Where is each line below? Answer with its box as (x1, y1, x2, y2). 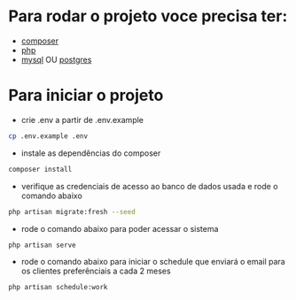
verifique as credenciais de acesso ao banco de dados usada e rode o (20, 181, 278, 191)
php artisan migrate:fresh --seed (8, 207, 136, 216)
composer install (8, 165, 73, 173)
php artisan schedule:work (8, 283, 108, 292)
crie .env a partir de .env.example (20, 114, 144, 125)
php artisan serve (8, 241, 76, 250)
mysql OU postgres (20, 54, 92, 65)
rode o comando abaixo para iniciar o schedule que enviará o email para (20, 257, 285, 267)
